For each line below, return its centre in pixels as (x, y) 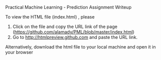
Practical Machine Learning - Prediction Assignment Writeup (68, 7)
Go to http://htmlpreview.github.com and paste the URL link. (75, 37)
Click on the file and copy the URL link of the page (65, 26)
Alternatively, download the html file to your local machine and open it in (80, 47)
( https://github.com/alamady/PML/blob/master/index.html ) (73, 32)
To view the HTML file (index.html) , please (50, 17)
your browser (19, 52)
